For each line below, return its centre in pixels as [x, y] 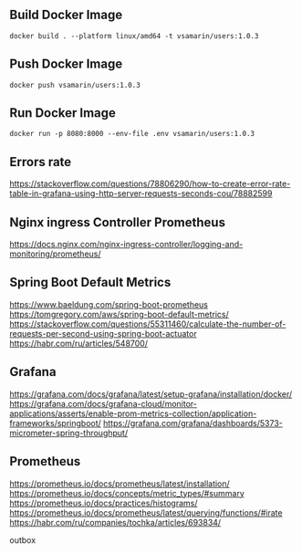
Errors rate [41, 162]
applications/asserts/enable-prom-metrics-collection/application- [133, 413]
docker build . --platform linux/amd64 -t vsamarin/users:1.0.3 [134, 36]
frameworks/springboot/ [56, 423]
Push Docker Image [66, 64]
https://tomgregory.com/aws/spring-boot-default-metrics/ [120, 314]
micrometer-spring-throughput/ [69, 433]
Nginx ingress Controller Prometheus [118, 222]
